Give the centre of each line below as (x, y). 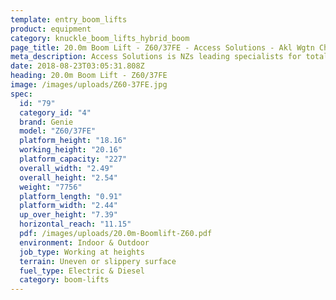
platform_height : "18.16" (73, 141)
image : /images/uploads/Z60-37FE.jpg (89, 85)
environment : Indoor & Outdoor (84, 242)
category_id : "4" (55, 112)
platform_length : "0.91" (71, 196)
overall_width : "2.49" (66, 168)
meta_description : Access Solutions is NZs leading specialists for (156, 57)
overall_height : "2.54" (68, 177)
